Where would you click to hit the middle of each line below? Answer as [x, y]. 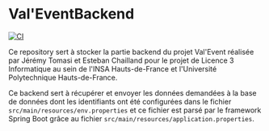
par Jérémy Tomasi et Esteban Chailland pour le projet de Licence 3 [121, 60]
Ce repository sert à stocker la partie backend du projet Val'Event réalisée [131, 51]
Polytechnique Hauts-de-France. [63, 77]
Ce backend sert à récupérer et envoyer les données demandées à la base [132, 92]
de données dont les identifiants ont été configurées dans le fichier [120, 101]
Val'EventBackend [71, 14]
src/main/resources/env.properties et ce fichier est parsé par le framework [135, 110]
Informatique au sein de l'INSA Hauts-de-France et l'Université [113, 68]
